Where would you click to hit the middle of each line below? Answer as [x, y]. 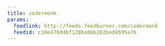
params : [18, 20]
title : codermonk [32, 13]
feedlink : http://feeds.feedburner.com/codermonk [86, 26]
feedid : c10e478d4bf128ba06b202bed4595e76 [75, 32]
